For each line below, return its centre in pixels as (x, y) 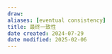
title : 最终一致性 (32, 27)
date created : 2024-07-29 (45, 33)
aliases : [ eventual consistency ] (57, 20)
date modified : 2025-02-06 (47, 40)
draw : (15, 14)
